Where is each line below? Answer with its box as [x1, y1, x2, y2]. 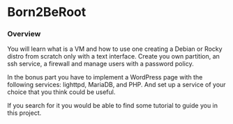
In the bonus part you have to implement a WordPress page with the [7, 73, 203, 82]
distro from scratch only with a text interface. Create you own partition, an [7, 52, 220, 61]
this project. [7, 109, 42, 117]
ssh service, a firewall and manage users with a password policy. [7, 60, 194, 68]
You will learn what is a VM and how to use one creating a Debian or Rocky [7, 45, 223, 53]
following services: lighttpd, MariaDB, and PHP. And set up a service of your [7, 81, 226, 89]
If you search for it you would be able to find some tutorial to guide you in [7, 102, 218, 110]
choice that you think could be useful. [7, 88, 116, 96]
